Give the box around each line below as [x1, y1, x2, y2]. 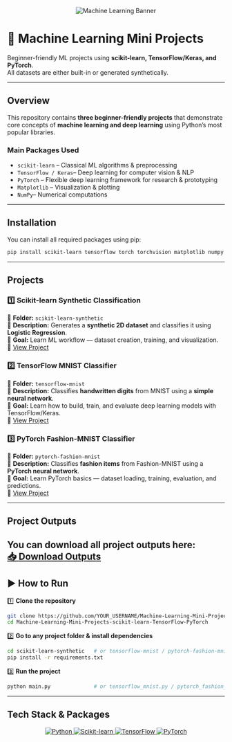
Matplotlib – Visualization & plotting [17, 183, 120, 192]
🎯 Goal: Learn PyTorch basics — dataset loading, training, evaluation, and [7, 474, 217, 482]
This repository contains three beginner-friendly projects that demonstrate [7, 113, 223, 121]
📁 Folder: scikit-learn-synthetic [7, 314, 104, 322]
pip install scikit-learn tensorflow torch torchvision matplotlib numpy [7, 248, 224, 255]
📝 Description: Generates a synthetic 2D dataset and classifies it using [7, 321, 212, 329]
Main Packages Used [7, 145, 79, 155]
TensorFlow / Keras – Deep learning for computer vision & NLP [17, 168, 195, 177]
